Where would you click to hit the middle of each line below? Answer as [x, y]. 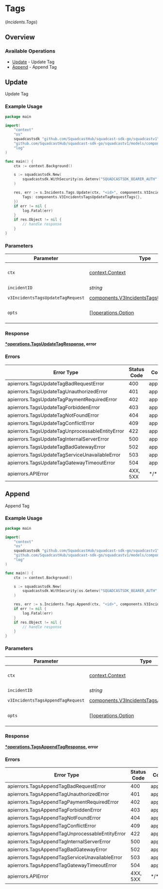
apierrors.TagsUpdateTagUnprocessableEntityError [66, 431]
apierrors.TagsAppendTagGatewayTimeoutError [62, 866]
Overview [20, 37]
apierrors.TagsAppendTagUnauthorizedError [58, 794]
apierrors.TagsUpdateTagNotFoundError [53, 415]
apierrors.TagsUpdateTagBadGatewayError [57, 447]
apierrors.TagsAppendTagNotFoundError [54, 818]
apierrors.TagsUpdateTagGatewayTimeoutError [61, 463]
